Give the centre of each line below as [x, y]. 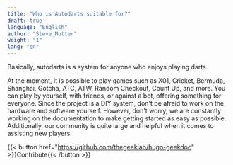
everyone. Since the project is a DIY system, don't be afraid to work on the [116, 103]
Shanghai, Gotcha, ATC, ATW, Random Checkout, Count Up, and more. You [116, 88]
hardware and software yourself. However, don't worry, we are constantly [114, 111]
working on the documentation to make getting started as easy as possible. [117, 118]
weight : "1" [25, 40]
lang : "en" [23, 47]
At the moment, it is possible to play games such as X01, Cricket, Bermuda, [116, 81]
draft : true [25, 21]
